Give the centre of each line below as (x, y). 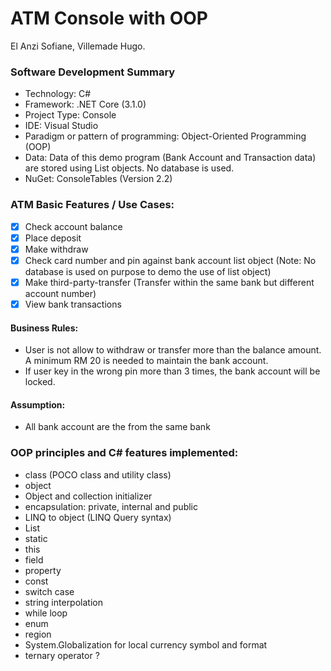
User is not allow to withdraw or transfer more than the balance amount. (173, 350)
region (38, 634)
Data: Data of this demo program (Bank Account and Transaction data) (170, 158)
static (36, 538)
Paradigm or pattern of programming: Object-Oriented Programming (165, 136)
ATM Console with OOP (109, 18)
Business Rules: (44, 328)
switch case (49, 591)
